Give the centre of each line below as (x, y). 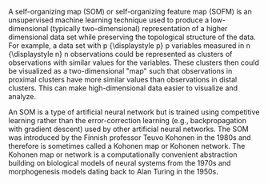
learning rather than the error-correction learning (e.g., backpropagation (127, 120)
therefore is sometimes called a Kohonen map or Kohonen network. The (127, 146)
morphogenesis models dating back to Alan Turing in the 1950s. (113, 172)
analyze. (22, 96)
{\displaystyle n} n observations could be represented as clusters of (120, 54)
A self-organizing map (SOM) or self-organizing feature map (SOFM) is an (130, 12)
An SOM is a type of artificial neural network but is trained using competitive (134, 112)
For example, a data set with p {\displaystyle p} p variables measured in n (129, 46)
